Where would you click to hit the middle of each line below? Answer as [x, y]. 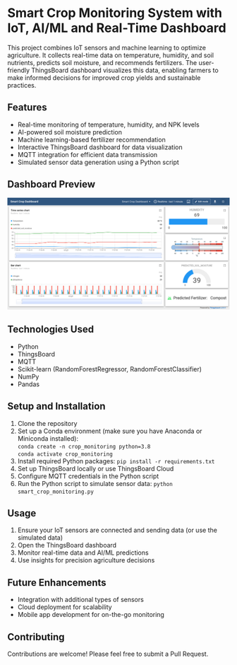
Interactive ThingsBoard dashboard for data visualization [100, 147]
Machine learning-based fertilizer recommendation [91, 139]
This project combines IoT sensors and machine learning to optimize [107, 47]
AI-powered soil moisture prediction [69, 132]
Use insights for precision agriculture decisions [86, 560]
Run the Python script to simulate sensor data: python [95, 483]
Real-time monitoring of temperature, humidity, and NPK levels [108, 125]
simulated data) [40, 538]
